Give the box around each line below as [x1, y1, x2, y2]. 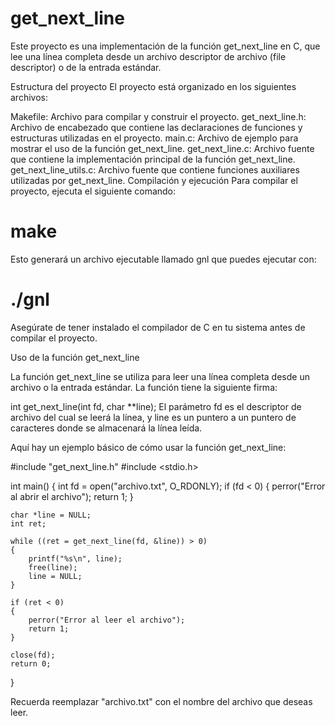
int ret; [10, 518, 47, 529]
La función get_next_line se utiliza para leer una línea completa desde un [10, 370, 310, 382]
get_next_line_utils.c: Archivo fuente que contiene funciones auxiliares [10, 163, 300, 176]
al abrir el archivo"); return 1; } [10, 490, 134, 502]
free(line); [28, 562, 78, 572]
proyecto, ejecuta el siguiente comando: [10, 185, 177, 197]
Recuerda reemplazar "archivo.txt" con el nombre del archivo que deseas [10, 695, 313, 707]
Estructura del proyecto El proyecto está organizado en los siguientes [10, 80, 297, 92]
